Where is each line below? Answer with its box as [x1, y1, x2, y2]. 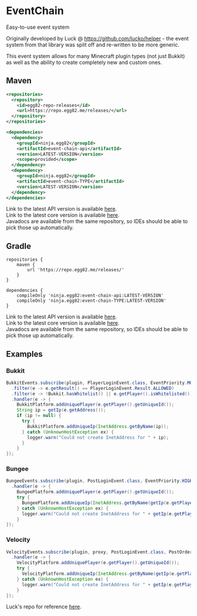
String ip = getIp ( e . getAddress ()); [16, 407, 107, 413]
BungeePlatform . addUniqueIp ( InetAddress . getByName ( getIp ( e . [21, 500, 172, 506]
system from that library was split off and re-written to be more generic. [6, 41, 180, 48]
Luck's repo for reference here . [6, 603, 82, 610]
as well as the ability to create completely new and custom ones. [6, 59, 162, 66]
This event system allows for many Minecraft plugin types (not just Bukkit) [6, 52, 185, 59]
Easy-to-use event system [6, 23, 70, 31]
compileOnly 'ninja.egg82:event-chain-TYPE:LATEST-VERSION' [16, 298, 167, 304]
